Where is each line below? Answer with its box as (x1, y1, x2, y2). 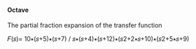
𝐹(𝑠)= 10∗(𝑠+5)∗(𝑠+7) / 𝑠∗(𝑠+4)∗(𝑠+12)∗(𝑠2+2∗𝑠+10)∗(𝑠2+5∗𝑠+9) (7, 35, 190, 43)
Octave (7, 6, 29, 14)
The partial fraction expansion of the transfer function (7, 21, 162, 29)
